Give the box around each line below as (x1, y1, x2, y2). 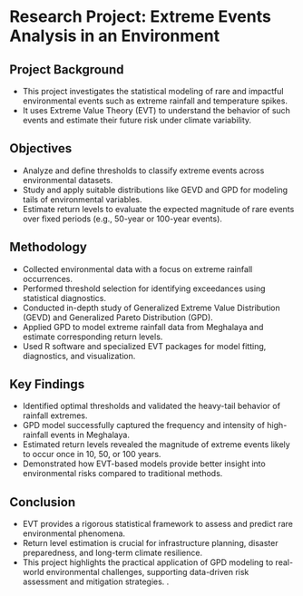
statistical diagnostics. (22, 292, 107, 303)
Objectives (9, 141, 73, 156)
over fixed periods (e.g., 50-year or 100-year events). (22, 213, 222, 224)
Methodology (9, 239, 88, 255)
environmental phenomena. (22, 528, 125, 539)
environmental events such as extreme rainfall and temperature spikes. (22, 95, 288, 106)
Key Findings (9, 376, 85, 392)
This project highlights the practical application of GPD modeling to (22, 557, 274, 568)
